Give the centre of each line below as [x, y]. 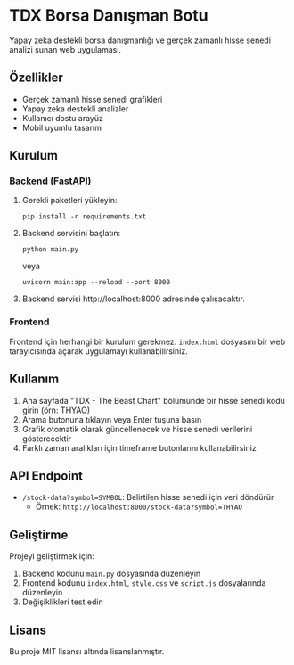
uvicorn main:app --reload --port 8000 [96, 283]
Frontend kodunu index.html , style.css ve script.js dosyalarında [144, 583]
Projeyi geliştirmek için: [52, 556]
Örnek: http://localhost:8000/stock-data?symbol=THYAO [139, 507]
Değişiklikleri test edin [63, 602]
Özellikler [37, 78]
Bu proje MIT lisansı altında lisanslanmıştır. [87, 651]
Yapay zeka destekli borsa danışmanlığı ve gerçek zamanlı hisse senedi [140, 40]
